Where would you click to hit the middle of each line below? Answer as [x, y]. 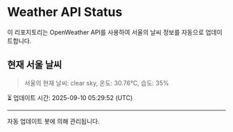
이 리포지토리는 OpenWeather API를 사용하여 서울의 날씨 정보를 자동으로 [106, 32]
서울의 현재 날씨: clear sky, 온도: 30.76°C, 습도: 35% [96, 83]
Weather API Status [65, 12]
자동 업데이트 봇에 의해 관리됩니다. [53, 121]
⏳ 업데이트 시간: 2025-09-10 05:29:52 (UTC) [70, 97]
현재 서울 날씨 [35, 65]
